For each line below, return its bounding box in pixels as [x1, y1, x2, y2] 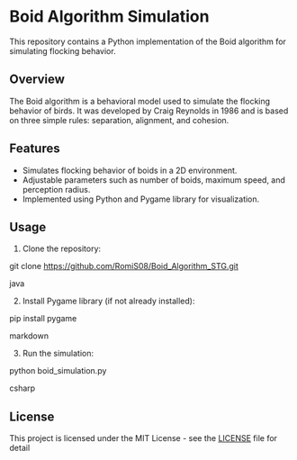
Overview [9, 72, 66, 87]
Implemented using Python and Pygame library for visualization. [22, 194, 260, 204]
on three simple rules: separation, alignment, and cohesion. [9, 114, 229, 125]
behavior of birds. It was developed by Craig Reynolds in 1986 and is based [9, 105, 289, 116]
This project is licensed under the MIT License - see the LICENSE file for [9, 433, 277, 444]
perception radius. [22, 184, 91, 194]
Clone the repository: [22, 243, 102, 254]
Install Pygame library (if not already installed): [22, 295, 195, 307]
